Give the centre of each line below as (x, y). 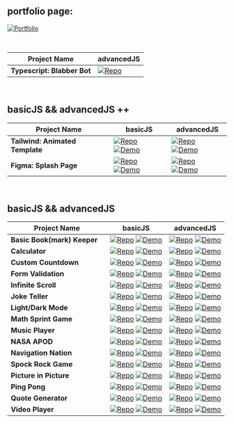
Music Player (33, 330)
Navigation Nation (41, 353)
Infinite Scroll (33, 285)
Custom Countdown (45, 262)
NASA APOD (32, 342)
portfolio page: (40, 11)
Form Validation (38, 274)
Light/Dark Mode (39, 308)
